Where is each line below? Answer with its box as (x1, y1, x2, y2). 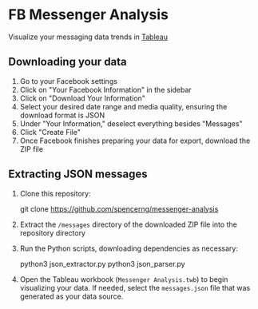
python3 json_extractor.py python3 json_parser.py (19, 259, 185, 268)
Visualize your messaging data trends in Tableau (8, 32, 169, 42)
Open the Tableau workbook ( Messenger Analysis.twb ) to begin (19, 274, 228, 284)
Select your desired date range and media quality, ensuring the (19, 101, 228, 111)
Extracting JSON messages (8, 168, 148, 181)
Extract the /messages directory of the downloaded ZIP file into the (19, 220, 237, 229)
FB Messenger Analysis (8, 6, 169, 24)
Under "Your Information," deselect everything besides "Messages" (19, 118, 243, 129)
